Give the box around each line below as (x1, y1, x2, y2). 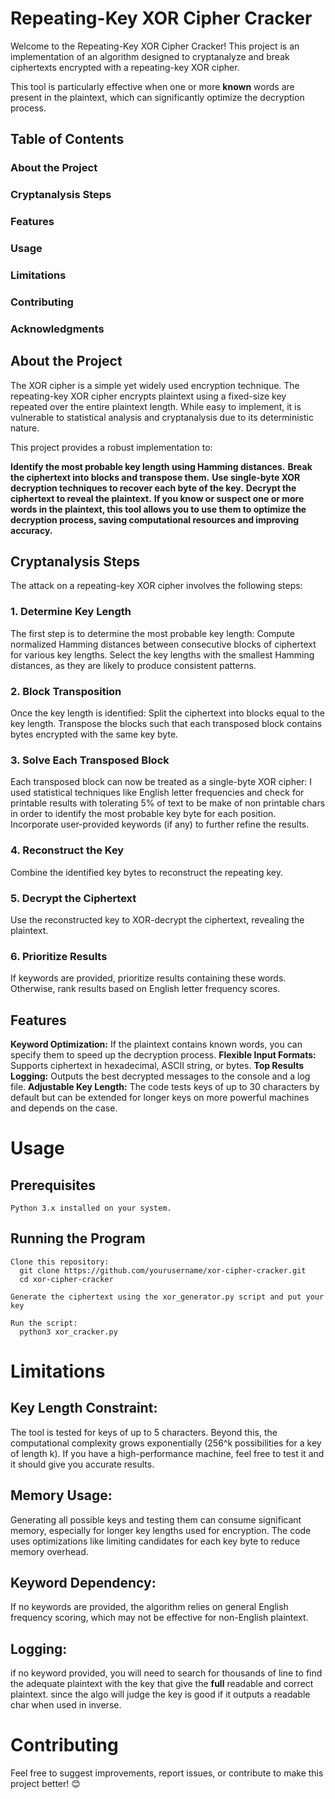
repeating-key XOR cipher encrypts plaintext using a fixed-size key (10, 390, 287, 402)
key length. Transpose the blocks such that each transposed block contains (10, 718, 323, 729)
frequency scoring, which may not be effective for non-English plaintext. (10, 1612, 309, 1624)
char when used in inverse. (10, 1699, 122, 1711)
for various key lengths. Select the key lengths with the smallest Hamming (10, 648, 315, 661)
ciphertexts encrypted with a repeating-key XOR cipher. (10, 61, 240, 73)
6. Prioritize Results (10, 949, 108, 963)
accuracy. (10, 524, 53, 536)
